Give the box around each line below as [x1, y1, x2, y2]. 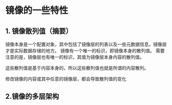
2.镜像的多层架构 [5, 92, 59, 101]
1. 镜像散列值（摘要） [5, 27, 73, 35]
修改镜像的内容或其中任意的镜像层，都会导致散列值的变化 [5, 76, 126, 82]
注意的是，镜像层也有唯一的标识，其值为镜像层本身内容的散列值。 [5, 54, 144, 60]
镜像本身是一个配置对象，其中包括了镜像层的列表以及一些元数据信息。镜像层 [5, 41, 167, 47]
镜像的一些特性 [5, 5, 69, 16]
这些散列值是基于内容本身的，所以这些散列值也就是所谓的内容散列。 [5, 65, 149, 71]
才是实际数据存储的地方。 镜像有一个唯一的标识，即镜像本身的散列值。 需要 [5, 48, 165, 54]
